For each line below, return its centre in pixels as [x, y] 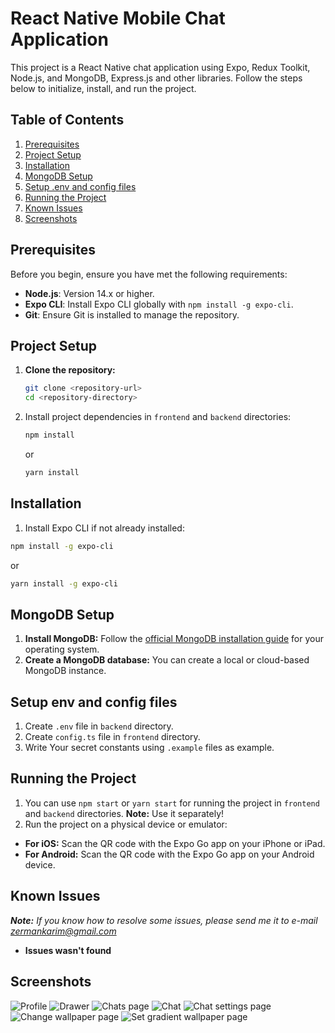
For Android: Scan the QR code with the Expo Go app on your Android [169, 854]
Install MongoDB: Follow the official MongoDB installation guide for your [174, 639]
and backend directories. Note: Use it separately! [124, 813]
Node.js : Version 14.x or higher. [89, 293]
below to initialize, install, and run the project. [103, 88]
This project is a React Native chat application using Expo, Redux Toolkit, [160, 67]
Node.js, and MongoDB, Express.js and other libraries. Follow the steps [156, 78]
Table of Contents [67, 120]
